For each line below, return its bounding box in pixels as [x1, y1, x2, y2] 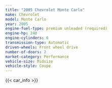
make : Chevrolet [5, 12, 40, 17]
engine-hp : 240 [5, 31, 38, 36]
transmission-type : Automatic [5, 40, 69, 45]
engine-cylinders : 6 [5, 36, 49, 41]
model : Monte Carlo [5, 17, 47, 22]
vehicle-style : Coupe [5, 63, 51, 68]
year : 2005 [5, 21, 28, 27]
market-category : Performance [5, 54, 69, 59]
